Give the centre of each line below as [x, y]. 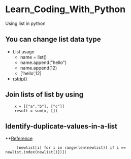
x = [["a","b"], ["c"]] [40, 106]
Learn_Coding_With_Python [65, 9]
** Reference [19, 139]
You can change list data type [53, 39]
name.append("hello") [43, 62]
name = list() [34, 57]
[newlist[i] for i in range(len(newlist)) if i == [71, 148]
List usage [23, 51]
